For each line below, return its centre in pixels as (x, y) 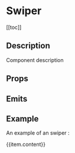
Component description (35, 60)
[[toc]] (14, 27)
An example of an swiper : (38, 133)
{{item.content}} (26, 144)
